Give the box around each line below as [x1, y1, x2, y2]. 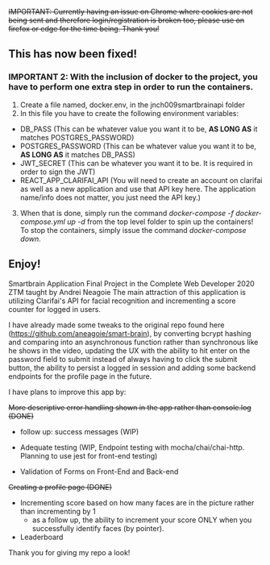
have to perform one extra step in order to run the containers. [8, 81, 254, 93]
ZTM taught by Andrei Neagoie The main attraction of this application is [8, 287, 247, 297]
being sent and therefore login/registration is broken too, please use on [8, 15, 245, 25]
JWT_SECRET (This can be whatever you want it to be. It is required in [19, 158, 253, 168]
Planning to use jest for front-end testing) [19, 451, 158, 460]
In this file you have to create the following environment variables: [19, 108, 239, 118]
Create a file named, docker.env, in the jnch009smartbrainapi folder [19, 100, 246, 110]
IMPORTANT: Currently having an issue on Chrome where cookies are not [8, 7, 254, 16]
